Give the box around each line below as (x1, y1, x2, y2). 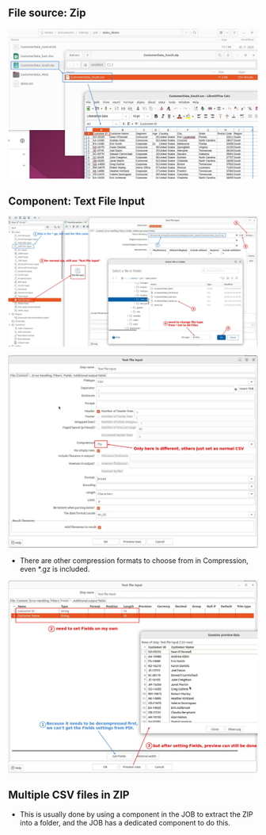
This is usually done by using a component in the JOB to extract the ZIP (19, 809, 253, 819)
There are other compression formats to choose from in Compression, (19, 556, 249, 565)
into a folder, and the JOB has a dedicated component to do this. (19, 818, 231, 827)
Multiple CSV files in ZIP (8, 788, 130, 802)
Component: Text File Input (8, 194, 145, 208)
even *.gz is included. (19, 565, 90, 574)
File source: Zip (8, 6, 86, 20)
